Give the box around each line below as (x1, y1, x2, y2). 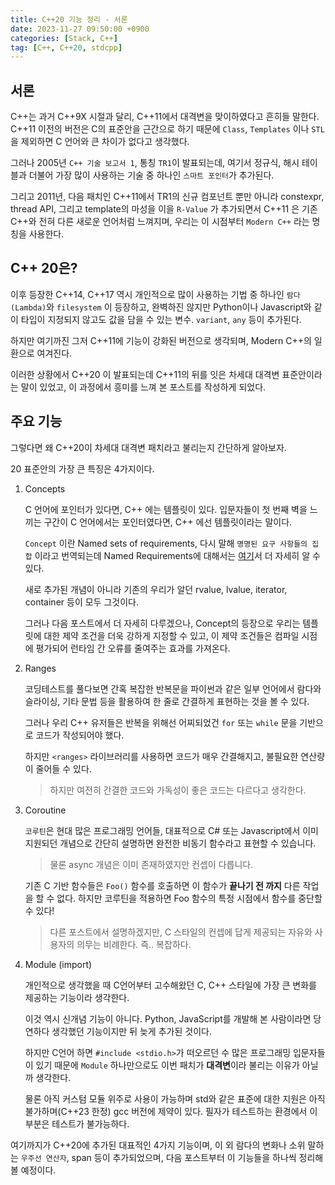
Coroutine (24, 804, 67, 816)
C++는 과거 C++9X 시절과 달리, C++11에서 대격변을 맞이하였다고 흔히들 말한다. (10, 111, 320, 123)
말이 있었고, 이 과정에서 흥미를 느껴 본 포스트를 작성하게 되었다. (20, 381, 267, 393)
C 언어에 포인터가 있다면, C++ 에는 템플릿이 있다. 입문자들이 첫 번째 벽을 (24, 503, 308, 515)
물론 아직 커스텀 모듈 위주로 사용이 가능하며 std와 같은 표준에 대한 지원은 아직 (24, 1092, 326, 1105)
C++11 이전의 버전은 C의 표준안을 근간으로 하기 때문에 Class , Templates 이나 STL (10, 123, 325, 135)
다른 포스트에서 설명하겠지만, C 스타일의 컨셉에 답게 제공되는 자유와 (49, 926, 313, 938)
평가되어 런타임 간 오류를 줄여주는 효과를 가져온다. (35, 642, 231, 654)
